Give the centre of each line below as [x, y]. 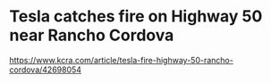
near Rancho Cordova [92, 35]
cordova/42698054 [46, 70]
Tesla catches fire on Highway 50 [136, 17]
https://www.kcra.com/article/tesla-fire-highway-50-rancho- [122, 60]
